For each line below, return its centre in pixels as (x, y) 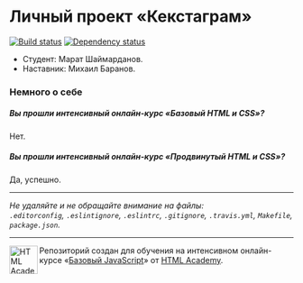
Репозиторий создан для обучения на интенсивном (139, 251)
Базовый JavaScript (106, 260)
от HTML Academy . (187, 260)
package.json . (35, 224)
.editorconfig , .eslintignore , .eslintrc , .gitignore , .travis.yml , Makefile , (151, 215)
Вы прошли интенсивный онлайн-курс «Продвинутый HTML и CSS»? (147, 157)
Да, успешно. (35, 179)
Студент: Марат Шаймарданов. (83, 59)
